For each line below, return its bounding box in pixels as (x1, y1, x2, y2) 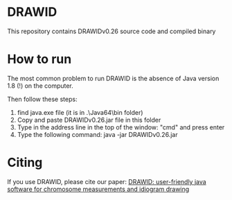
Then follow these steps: (7, 95, 78, 103)
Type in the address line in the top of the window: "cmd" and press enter (17, 122, 225, 131)
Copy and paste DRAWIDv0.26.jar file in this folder (17, 116, 161, 124)
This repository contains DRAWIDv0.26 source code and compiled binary (7, 27, 216, 35)
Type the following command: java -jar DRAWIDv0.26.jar (17, 130, 178, 138)
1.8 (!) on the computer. (7, 81, 74, 90)
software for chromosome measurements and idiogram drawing (7, 185, 190, 193)
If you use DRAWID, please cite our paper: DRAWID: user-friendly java (7, 177, 206, 185)
